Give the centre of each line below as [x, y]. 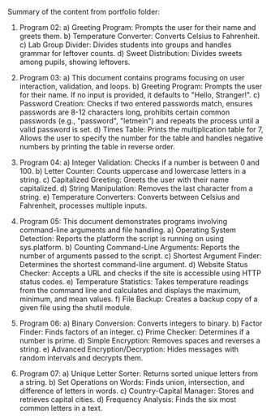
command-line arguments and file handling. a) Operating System [127, 230]
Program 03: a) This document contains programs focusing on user [132, 78]
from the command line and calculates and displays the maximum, [130, 290]
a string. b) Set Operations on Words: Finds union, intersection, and [132, 382]
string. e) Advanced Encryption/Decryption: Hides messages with [129, 349]
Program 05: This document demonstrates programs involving [123, 221]
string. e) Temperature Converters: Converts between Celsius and [129, 197]
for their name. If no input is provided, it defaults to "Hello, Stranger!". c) [140, 95]
